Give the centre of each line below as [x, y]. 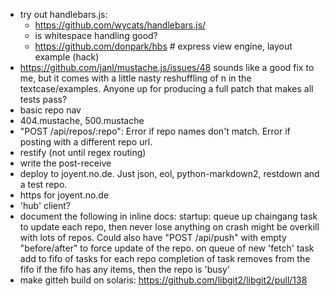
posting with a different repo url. [86, 142]
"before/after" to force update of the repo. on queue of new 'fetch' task [167, 248]
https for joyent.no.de [64, 195]
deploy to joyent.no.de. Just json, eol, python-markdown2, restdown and [169, 173]
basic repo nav [50, 110]
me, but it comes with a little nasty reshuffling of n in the [135, 78]
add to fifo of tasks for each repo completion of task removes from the [165, 258]
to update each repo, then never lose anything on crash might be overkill [169, 227]
